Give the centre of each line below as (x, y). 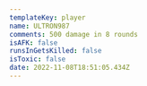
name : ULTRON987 (39, 26)
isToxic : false (38, 59)
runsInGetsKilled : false (56, 51)
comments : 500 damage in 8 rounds (74, 34)
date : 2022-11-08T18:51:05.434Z (69, 68)
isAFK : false (34, 43)
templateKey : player (48, 17)
